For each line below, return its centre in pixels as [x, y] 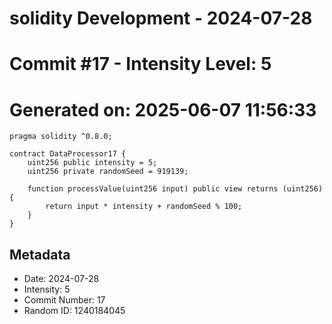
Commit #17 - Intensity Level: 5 [140, 64]
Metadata [40, 254]
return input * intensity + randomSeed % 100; [144, 207]
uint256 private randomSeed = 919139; [108, 172]
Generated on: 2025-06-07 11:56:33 [163, 109]
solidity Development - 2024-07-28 [161, 18]
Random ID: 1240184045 [74, 311]
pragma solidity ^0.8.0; [61, 137]
